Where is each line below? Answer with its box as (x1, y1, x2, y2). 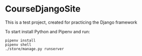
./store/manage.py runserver (5, 46, 64, 51)
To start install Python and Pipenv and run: (5, 28, 90, 34)
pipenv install (5, 38, 36, 43)
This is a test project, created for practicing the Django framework (5, 19, 138, 25)
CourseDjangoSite (5, 3, 81, 14)
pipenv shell (5, 42, 32, 47)
